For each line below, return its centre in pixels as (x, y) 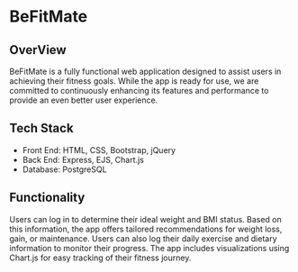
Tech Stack (41, 128)
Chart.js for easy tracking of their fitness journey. (100, 258)
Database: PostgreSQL (64, 169)
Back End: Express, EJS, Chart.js (83, 159)
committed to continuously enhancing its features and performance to (139, 91)
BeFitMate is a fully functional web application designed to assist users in (145, 71)
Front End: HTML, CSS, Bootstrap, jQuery (99, 150)
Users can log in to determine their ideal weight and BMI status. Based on (145, 219)
